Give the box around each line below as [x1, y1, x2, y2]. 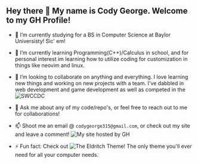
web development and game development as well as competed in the [14, 86, 186, 93]
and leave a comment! [14, 131, 70, 138]
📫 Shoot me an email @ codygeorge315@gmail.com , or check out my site [14, 122, 191, 129]
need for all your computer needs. [14, 151, 99, 158]
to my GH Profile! [6, 16, 71, 26]
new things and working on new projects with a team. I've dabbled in [14, 79, 184, 86]
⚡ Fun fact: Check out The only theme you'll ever [14, 143, 192, 150]
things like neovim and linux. [14, 61, 85, 69]
